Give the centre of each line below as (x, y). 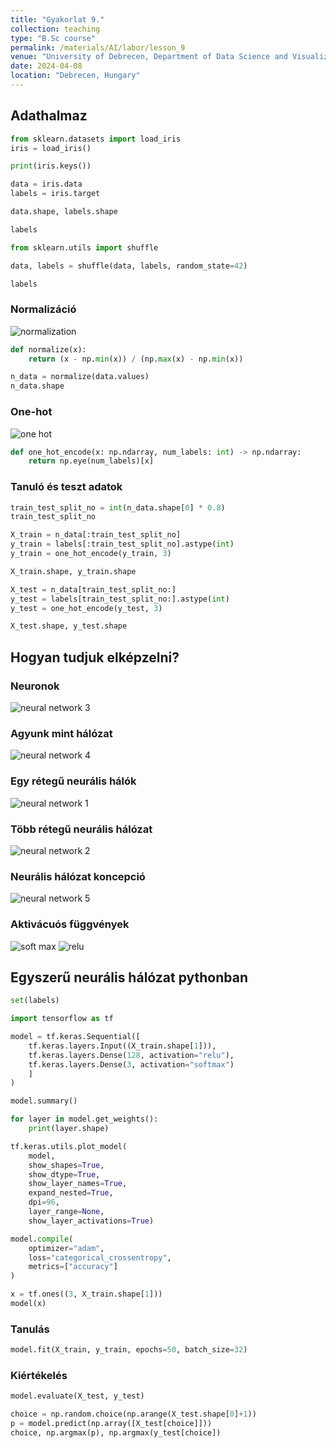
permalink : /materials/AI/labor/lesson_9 (98, 47)
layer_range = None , (66, 1212)
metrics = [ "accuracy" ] (73, 1267)
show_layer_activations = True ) (91, 1221)
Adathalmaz (49, 116)
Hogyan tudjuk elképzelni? (95, 657)
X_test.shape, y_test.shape (69, 626)
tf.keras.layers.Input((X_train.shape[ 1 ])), (122, 1046)
